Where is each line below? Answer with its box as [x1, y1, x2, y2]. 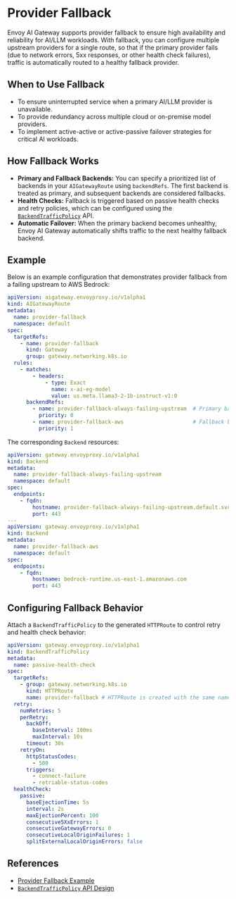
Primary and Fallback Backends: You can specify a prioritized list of [17, 174, 216, 182]
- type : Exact [44, 379, 86, 386]
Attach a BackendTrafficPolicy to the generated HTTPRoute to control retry [7, 620, 221, 628]
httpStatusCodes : [25, 752, 77, 760]
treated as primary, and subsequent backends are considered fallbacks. [17, 189, 226, 197]
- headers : [32, 372, 65, 380]
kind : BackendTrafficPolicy [7, 648, 90, 655]
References [7, 857, 59, 869]
